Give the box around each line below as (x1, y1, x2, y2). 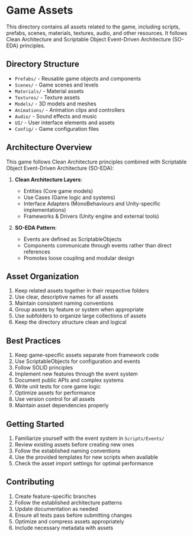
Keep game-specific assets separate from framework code (14, 352, 159, 359)
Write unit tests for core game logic (14, 383, 101, 390)
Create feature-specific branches (14, 493, 96, 500)
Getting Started (6, 419, 65, 429)
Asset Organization (6, 271, 79, 281)
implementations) (23, 206, 66, 213)
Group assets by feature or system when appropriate (14, 306, 144, 313)
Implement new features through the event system (14, 371, 138, 378)
